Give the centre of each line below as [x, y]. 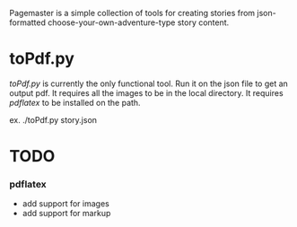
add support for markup [66, 214]
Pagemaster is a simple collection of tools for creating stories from [132, 13]
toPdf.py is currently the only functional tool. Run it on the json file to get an [149, 83]
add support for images [66, 204]
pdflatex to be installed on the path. [75, 102]
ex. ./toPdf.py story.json [53, 119]
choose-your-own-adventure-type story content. [139, 22]
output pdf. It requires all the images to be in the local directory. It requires [147, 92]
